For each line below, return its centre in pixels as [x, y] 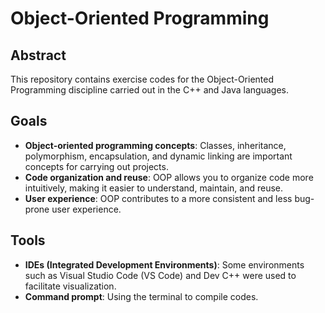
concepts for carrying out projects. [96, 166]
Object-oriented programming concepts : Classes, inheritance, [155, 145]
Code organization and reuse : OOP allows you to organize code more [169, 177]
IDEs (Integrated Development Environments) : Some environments [164, 264]
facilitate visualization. [70, 286]
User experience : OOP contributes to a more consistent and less [158, 198]
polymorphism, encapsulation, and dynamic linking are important [158, 156]
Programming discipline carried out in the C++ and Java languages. [149, 90]
